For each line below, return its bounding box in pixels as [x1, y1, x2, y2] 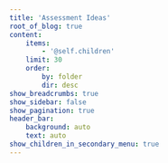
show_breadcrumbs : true [9, 89, 99, 98]
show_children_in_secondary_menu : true [9, 139, 160, 149]
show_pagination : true [9, 106, 95, 115]
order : [25, 64, 51, 73]
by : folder [42, 72, 83, 81]
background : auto [25, 123, 91, 132]
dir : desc [42, 81, 79, 90]
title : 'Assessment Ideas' [9, 13, 111, 23]
